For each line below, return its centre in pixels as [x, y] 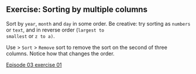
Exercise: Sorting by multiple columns [77, 10]
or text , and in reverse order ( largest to [55, 30]
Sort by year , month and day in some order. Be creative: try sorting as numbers [98, 23]
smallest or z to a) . [30, 36]
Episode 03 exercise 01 [34, 65]
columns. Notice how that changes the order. [61, 53]
